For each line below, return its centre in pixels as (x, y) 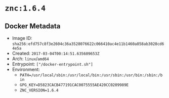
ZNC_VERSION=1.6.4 (39, 90)
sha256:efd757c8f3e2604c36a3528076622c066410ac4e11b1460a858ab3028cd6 (88, 44)
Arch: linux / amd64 (30, 59)
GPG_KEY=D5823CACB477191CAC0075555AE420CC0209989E (74, 85)
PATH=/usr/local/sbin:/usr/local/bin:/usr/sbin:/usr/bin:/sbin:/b (91, 75)
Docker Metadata (33, 26)
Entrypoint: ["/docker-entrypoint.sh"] (52, 64)
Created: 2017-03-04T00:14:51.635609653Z (56, 53)
